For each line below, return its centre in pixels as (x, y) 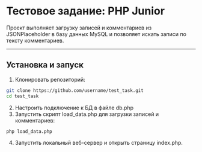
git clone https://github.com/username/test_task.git (75, 90)
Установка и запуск (45, 65)
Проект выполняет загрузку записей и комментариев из (79, 28)
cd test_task (23, 96)
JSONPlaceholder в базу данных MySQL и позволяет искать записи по (96, 34)
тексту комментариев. (35, 40)
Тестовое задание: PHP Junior (86, 11)
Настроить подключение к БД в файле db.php (74, 108)
